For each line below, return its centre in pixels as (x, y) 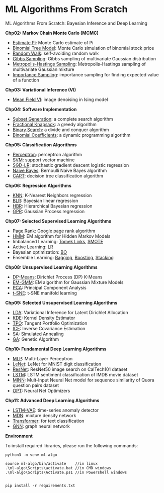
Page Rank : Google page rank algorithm (54, 231)
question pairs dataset (36, 385)
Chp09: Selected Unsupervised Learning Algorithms (61, 303)
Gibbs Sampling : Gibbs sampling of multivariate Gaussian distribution (84, 58)
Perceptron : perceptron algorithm (47, 154)
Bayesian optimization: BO (39, 252)
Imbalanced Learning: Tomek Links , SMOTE (58, 241)
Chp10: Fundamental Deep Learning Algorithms (56, 349)
